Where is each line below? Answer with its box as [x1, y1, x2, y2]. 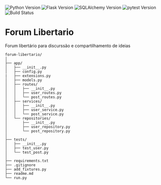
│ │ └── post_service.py [5, 112, 64, 117]
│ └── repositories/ [5, 116, 51, 121]
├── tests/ [5, 137, 27, 142]
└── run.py [5, 175, 27, 180]
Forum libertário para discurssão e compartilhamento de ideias [5, 43, 131, 49]
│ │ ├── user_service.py [5, 107, 64, 112]
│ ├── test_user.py [5, 146, 49, 151]
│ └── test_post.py [5, 150, 49, 155]
